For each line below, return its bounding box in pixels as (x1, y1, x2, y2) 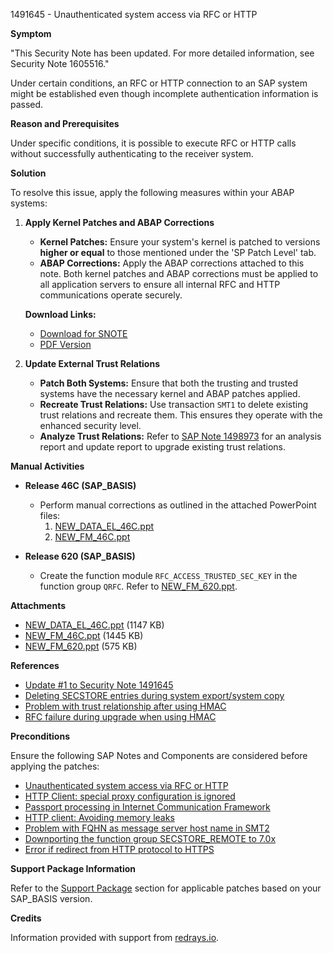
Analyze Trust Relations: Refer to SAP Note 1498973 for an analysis (39, 430, 322, 442)
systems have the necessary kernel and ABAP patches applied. (39, 388, 301, 399)
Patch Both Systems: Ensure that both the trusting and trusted (39, 377, 298, 389)
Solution (10, 167, 47, 179)
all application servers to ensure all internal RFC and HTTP (39, 279, 281, 290)
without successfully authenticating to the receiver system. (10, 148, 254, 159)
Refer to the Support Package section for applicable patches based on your (10, 882, 322, 894)
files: (39, 510, 61, 521)
